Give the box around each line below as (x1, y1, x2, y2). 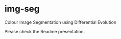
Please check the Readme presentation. (4, 28, 85, 34)
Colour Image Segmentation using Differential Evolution (4, 19, 117, 25)
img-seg (4, 3, 40, 14)
